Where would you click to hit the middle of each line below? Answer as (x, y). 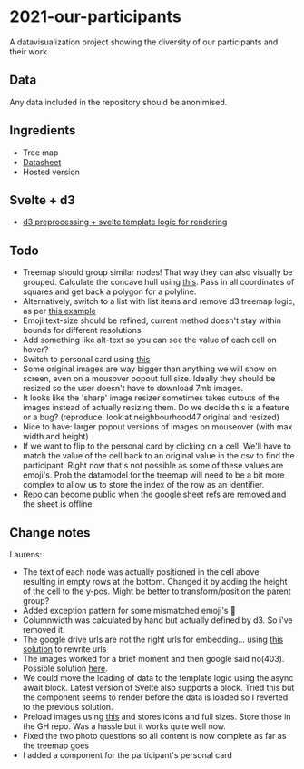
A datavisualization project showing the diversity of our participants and (144, 42)
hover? (35, 350)
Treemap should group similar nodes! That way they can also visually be (157, 272)
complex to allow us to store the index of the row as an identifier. (143, 485)
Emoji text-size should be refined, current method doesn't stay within (152, 320)
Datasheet (42, 162)
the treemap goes (55, 745)
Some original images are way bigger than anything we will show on (149, 369)
